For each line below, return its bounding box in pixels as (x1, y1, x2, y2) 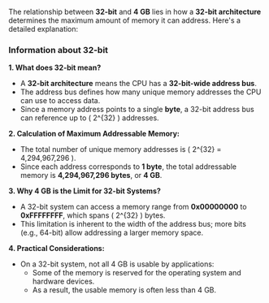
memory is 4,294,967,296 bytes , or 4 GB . (20, 171, 163, 180)
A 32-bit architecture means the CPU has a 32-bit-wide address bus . (20, 79, 258, 89)
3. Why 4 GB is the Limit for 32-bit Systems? (8, 186, 161, 196)
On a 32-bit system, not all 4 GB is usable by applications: (20, 259, 215, 269)
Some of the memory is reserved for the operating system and (32, 268, 241, 278)
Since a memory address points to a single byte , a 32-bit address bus (20, 105, 254, 115)
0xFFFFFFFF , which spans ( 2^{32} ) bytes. (20, 210, 166, 220)
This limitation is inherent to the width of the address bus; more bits (20, 219, 246, 229)
